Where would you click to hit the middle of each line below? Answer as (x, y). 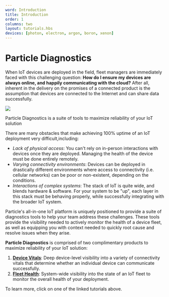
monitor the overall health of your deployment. (61, 279)
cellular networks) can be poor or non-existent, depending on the (80, 175)
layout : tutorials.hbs (29, 29)
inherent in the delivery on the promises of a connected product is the (78, 88)
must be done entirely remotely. (46, 159)
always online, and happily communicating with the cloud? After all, (77, 83)
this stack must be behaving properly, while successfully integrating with (88, 196)
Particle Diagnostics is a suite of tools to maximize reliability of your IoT (79, 118)
